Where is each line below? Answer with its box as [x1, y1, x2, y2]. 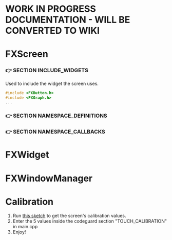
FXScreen [5, 48, 49, 60]
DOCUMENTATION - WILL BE [5, 14, 130, 26]
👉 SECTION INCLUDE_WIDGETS [5, 67, 89, 74]
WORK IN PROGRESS [5, 3, 97, 15]
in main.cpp [12, 224, 38, 230]
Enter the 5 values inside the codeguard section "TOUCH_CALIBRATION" [12, 218, 167, 224]
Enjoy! [12, 229, 26, 235]
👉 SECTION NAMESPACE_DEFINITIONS [5, 112, 108, 119]
